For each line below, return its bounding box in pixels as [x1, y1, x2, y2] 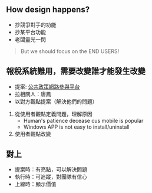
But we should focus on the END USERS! [20, 47, 120, 55]
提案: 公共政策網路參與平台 [14, 83, 80, 90]
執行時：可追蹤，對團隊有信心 [14, 174, 87, 181]
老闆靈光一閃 [14, 35, 46, 43]
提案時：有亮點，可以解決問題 [14, 166, 87, 173]
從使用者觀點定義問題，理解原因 [14, 110, 92, 117]
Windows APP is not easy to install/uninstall [23, 123, 130, 130]
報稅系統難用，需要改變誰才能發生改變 [6, 66, 146, 76]
